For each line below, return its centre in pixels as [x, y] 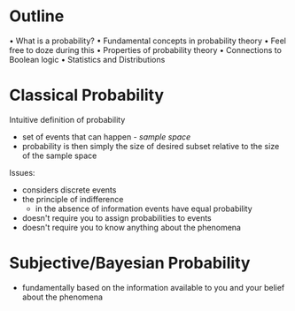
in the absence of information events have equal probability [144, 209]
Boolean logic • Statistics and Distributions [87, 59]
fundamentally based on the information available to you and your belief [153, 287]
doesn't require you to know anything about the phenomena [132, 227]
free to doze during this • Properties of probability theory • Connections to [145, 49]
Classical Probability [87, 95]
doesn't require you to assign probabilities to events [116, 217]
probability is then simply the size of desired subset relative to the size [151, 146]
